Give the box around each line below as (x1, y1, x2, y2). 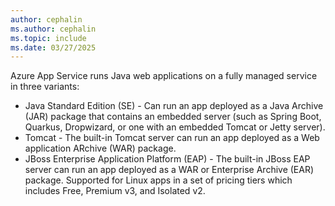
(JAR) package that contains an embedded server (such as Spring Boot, (24, 111, 322, 123)
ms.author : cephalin (10, 24, 97, 34)
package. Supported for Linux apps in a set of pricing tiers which (24, 174, 293, 186)
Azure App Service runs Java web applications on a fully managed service (10, 70, 318, 82)
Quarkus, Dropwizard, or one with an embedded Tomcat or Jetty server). (24, 121, 326, 133)
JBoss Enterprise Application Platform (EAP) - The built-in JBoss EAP (24, 153, 311, 165)
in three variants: (10, 81, 80, 93)
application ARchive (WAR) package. (24, 142, 177, 155)
